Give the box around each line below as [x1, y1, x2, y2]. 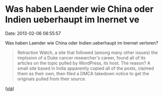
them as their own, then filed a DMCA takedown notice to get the [17, 70, 149, 76]
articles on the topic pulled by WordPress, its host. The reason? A [17, 60, 151, 66]
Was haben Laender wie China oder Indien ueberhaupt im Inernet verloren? [5, 40, 159, 46]
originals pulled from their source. [17, 76, 86, 82]
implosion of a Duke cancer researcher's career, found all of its [17, 54, 146, 60]
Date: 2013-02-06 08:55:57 [5, 30, 61, 36]
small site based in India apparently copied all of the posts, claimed [17, 65, 154, 71]
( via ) [5, 85, 15, 91]
